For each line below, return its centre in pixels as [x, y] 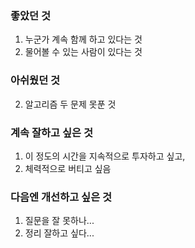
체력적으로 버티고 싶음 [68, 168]
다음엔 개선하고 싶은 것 [61, 197]
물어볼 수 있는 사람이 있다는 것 [83, 52]
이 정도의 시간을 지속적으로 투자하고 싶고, [105, 156]
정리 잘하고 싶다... [59, 233]
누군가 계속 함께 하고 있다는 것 [83, 39]
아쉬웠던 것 [35, 80]
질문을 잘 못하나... [59, 221]
